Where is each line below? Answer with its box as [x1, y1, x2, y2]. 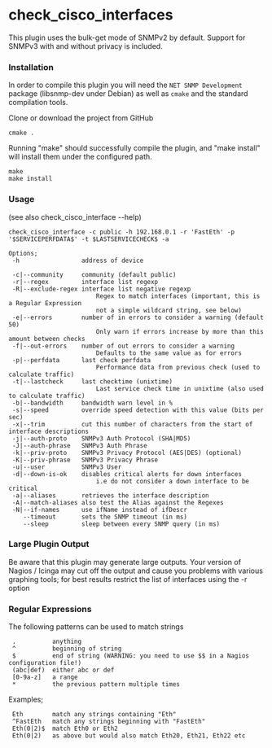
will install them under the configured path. [8, 152, 152, 162]
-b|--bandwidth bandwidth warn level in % [11, 399, 173, 407]
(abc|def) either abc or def [11, 666, 115, 675]
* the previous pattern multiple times [11, 680, 181, 689]
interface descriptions [8, 427, 90, 435]
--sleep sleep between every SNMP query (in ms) [23, 519, 221, 528]
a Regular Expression [8, 299, 82, 307]
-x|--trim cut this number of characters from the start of [11, 420, 253, 428]
